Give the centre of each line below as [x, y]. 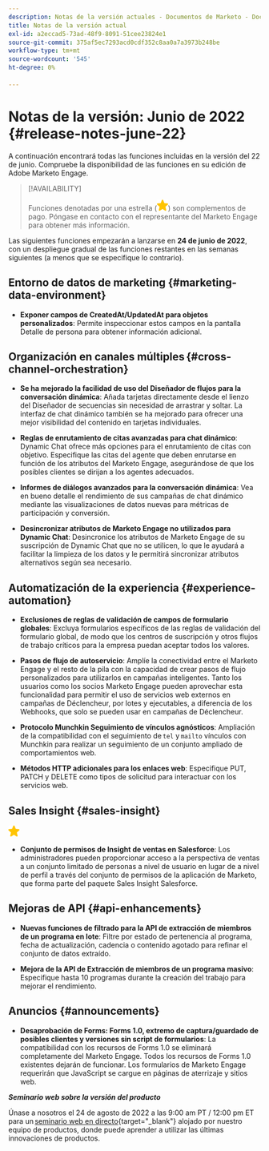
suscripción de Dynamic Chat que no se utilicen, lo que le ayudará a [132, 545]
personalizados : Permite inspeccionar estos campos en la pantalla [130, 323]
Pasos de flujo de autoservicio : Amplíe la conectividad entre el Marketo [139, 661]
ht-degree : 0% [32, 68]
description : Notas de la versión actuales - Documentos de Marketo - [128, 17]
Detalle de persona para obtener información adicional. [111, 332]
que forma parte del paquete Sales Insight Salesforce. [109, 883]
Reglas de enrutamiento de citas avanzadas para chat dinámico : [128, 438]
